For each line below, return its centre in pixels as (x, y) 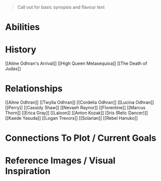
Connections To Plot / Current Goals (81, 138)
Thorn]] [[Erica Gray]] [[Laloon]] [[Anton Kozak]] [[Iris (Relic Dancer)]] (77, 113)
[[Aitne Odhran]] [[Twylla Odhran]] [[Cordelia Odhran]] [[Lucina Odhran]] (80, 102)
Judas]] (13, 69)
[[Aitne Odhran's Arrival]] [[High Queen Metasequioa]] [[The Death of (76, 63)
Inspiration (28, 171)
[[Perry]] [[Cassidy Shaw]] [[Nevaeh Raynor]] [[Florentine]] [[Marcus (75, 108)
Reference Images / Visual (60, 161)
